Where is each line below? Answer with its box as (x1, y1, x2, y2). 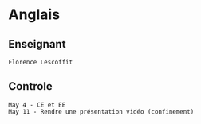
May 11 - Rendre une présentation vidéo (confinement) (8, 107, 195, 116)
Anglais (8, 6, 61, 24)
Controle (8, 79, 53, 93)
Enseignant (8, 37, 66, 51)
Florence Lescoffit (8, 58, 73, 66)
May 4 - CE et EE (8, 101, 66, 109)
